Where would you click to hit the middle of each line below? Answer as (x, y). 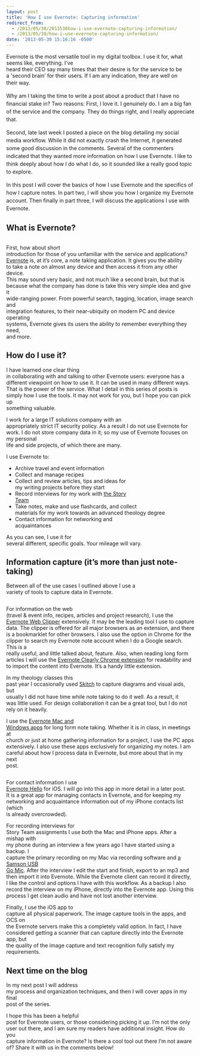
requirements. (23, 952)
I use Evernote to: (28, 457)
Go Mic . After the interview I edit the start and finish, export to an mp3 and (98, 871)
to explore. (19, 172)
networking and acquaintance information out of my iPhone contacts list (95, 802)
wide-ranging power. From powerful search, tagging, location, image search (100, 298)
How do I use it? (36, 356)
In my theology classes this (40, 678)
